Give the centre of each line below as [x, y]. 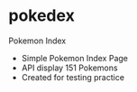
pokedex [42, 16]
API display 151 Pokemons [69, 68]
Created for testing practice [73, 77]
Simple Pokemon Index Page [74, 58]
